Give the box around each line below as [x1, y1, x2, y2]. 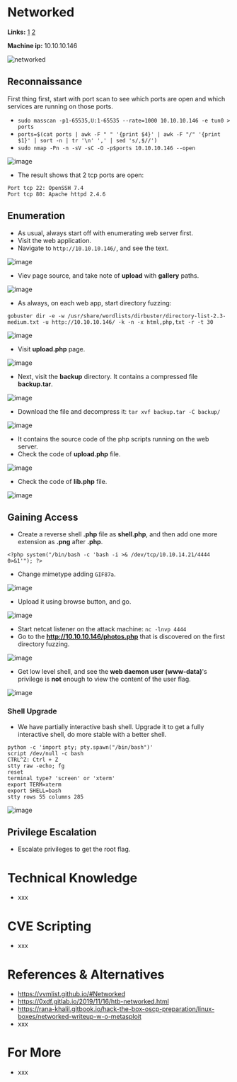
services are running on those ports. [7, 102, 113, 111]
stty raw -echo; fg [7, 762, 65, 770]
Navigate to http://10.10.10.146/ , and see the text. [17, 244, 169, 252]
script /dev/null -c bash [7, 750, 83, 757]
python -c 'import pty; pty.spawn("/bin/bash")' [7, 743, 154, 751]
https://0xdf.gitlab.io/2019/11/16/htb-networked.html [17, 997, 170, 1006]
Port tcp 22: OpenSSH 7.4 [7, 184, 83, 191]
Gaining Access [7, 511, 79, 523]
